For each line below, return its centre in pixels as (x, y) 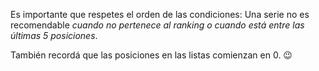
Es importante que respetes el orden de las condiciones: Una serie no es (160, 14)
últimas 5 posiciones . (54, 35)
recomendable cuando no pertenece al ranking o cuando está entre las (157, 25)
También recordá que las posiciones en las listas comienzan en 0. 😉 (151, 55)
